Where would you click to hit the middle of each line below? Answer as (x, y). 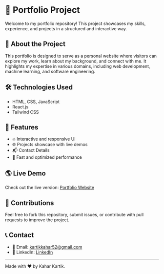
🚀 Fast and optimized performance (47, 157)
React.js (20, 106)
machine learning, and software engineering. (50, 71)
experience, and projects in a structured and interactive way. (66, 28)
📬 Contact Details (31, 150)
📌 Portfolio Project (43, 10)
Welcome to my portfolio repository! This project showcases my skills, (75, 23)
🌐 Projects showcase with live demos (50, 145)
